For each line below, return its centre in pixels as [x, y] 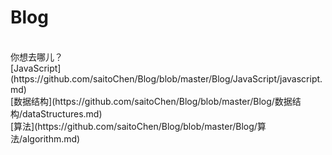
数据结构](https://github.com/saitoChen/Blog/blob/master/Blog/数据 [153, 101]
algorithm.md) [51, 138]
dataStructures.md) [62, 113]
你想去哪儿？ [36, 57]
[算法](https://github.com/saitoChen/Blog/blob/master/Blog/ [134, 126]
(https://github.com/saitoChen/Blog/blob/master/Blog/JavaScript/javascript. [166, 78]
